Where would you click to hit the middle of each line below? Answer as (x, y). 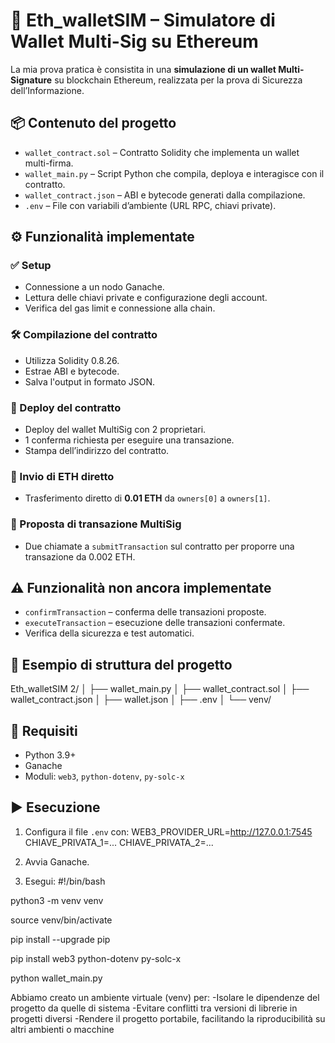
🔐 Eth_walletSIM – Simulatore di (143, 20)
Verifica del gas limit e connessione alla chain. (120, 308)
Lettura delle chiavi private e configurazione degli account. (146, 298)
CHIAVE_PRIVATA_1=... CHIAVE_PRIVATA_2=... (119, 842)
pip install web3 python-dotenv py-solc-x (96, 958)
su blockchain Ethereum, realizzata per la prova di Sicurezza (178, 80)
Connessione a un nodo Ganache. (94, 287)
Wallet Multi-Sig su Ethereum (134, 41)
